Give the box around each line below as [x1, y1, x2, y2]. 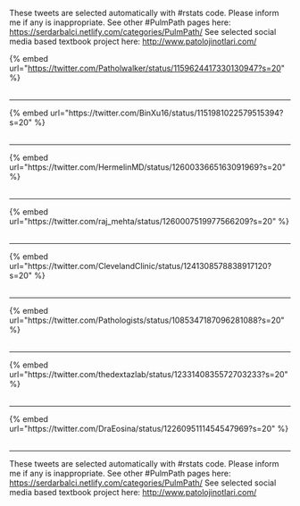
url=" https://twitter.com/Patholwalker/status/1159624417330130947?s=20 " [9, 63, 286, 73]
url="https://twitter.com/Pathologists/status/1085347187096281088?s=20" [9, 315, 285, 325]
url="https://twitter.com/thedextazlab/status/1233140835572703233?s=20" [9, 369, 288, 379]
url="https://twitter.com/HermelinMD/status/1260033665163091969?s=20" [9, 162, 286, 173]
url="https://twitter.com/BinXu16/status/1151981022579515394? [50, 107, 284, 118]
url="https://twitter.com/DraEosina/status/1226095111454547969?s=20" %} [9, 424, 288, 434]
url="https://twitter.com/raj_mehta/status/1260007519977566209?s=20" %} [9, 216, 290, 226]
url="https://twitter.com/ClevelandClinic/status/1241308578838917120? [9, 261, 272, 271]
